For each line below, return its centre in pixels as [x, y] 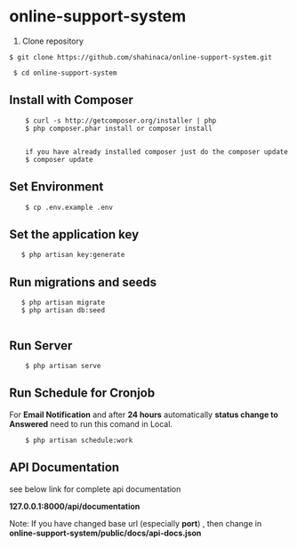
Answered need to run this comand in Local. [91, 423]
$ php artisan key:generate [73, 255]
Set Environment [56, 187]
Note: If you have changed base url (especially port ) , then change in [136, 523]
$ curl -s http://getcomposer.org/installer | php [121, 121]
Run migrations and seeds [83, 282]
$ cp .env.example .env [69, 207]
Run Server [41, 346]
